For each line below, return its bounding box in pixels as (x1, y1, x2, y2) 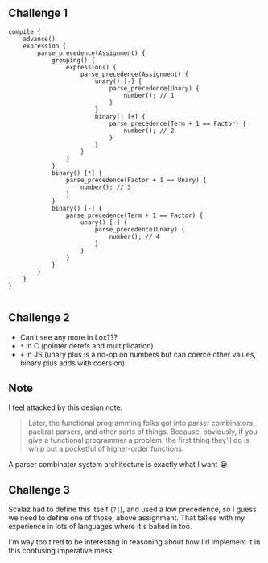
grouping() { (51, 56, 95, 64)
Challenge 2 (8, 311, 70, 325)
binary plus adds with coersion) (19, 358, 126, 368)
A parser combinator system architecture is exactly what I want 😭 (8, 460, 228, 469)
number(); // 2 (123, 127, 175, 135)
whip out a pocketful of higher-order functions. (27, 444, 184, 454)
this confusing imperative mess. (8, 546, 114, 556)
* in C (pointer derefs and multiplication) (19, 340, 155, 350)
